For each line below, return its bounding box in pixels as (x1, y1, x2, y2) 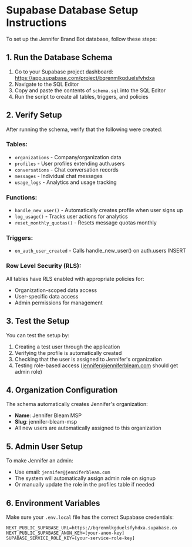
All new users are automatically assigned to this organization (14, 424, 161, 432)
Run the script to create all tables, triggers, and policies (14, 93, 149, 100)
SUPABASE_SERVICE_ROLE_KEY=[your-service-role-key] (6, 535, 135, 541)
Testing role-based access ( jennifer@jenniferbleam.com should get (14, 362, 178, 369)
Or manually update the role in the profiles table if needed (14, 481, 154, 488)
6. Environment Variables (6, 498, 100, 508)
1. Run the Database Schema (6, 52, 113, 62)
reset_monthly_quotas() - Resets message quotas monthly (14, 219, 157, 226)
